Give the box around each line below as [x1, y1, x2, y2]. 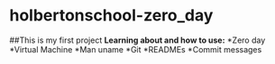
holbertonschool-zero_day [9, 5, 214, 26]
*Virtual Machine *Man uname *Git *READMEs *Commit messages [9, 44, 262, 54]
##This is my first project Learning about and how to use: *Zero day [9, 35, 266, 45]
